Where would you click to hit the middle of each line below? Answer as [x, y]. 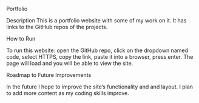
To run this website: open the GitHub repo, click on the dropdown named [97, 50]
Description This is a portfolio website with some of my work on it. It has [96, 20]
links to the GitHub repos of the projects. [57, 27]
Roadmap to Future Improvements [49, 75]
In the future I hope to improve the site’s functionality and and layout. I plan [99, 87]
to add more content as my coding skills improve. [68, 93]
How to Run [21, 38]
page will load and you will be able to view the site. [70, 63]
